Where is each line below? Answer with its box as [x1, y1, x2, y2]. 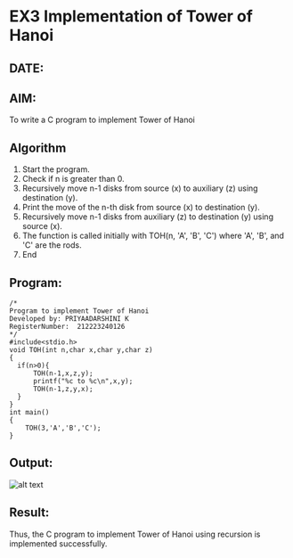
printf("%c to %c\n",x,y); [32, 377, 134, 386]
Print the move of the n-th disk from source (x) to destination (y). [21, 202, 260, 213]
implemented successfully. [9, 537, 108, 549]
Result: [9, 505, 50, 521]
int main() [9, 408, 50, 417]
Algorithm [9, 140, 67, 155]
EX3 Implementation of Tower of [9, 6, 254, 27]
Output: [9, 455, 53, 471]
